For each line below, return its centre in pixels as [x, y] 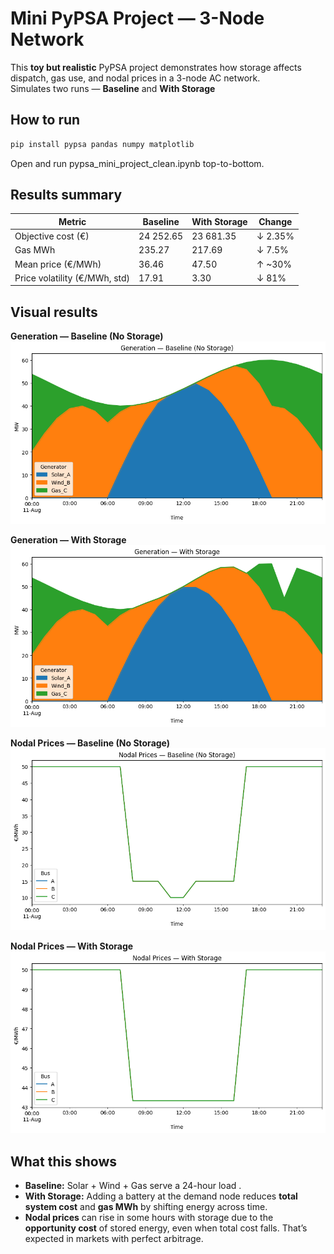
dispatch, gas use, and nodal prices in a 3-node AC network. [135, 78]
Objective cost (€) [52, 236]
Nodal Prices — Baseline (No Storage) [90, 743]
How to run [45, 120]
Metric [72, 221]
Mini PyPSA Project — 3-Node [137, 18]
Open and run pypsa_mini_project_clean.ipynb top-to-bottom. [137, 163]
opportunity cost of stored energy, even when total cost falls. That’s [166, 1228]
